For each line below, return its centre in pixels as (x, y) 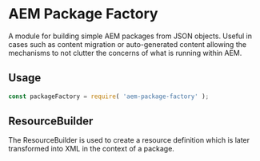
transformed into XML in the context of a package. (91, 149)
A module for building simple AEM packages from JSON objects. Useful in (130, 36)
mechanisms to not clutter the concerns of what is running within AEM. (125, 53)
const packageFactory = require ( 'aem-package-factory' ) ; (109, 96)
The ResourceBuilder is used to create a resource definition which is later (129, 140)
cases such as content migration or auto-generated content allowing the (127, 44)
